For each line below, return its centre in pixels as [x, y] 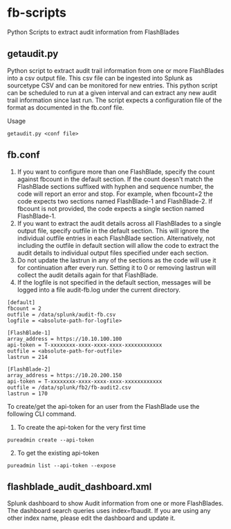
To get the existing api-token [58, 453]
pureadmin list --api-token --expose [62, 465]
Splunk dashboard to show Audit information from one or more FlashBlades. [115, 503]
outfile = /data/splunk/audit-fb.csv [62, 314]
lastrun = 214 [28, 357]
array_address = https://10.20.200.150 [65, 375]
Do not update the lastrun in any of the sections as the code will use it [117, 260]
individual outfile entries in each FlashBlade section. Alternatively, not [116, 238]
